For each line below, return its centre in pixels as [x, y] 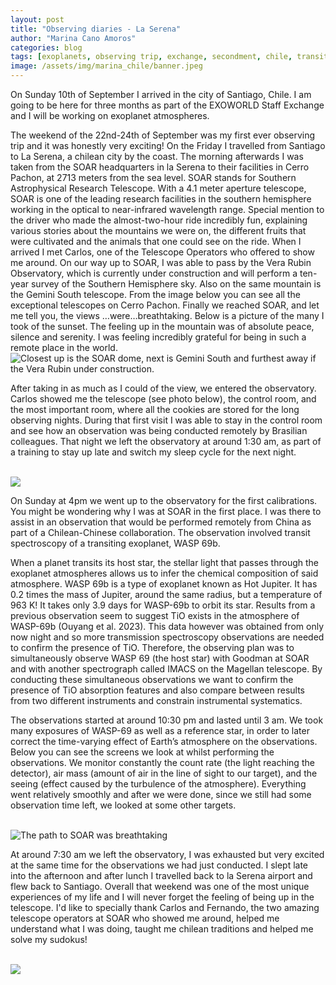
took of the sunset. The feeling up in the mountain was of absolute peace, [162, 326]
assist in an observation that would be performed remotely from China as [161, 522]
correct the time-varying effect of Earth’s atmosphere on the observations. [164, 741]
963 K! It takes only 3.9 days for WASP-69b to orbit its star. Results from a [163, 605]
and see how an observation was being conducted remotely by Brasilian [159, 430]
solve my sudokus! [49, 939]
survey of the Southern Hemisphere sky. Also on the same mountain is [176, 284]
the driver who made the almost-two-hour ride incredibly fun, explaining [159, 220]
